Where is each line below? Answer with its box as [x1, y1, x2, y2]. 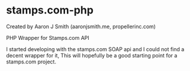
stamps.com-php [6, 4, 94, 17]
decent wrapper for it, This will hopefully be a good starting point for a [6, 52, 178, 59]
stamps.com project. [6, 58, 56, 65]
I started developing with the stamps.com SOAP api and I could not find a [6, 45, 185, 53]
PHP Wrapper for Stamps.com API [6, 34, 90, 41]
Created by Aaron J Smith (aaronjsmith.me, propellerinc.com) [6, 23, 156, 30]
